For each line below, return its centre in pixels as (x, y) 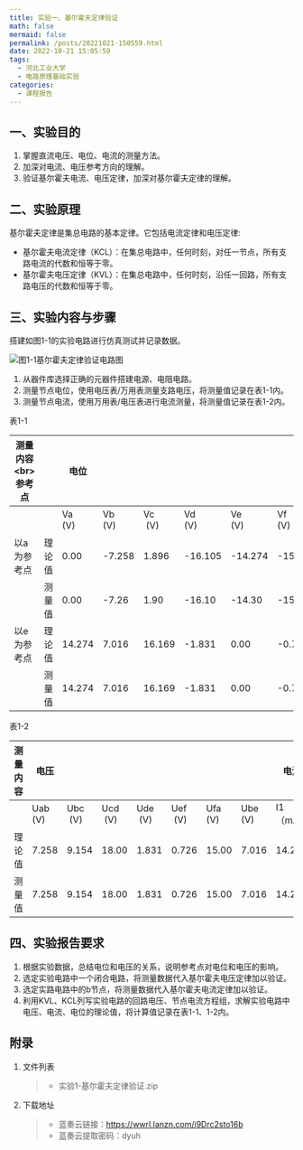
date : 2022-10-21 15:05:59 (60, 51)
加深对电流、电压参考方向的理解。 (86, 167)
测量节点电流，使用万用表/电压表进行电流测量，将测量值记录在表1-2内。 (156, 401)
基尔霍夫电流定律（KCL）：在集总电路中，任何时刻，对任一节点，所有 (151, 252)
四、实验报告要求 (57, 944)
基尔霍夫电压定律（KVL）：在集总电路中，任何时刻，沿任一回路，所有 (151, 275)
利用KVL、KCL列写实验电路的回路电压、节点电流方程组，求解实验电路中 (156, 1000)
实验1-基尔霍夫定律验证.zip (108, 1086)
